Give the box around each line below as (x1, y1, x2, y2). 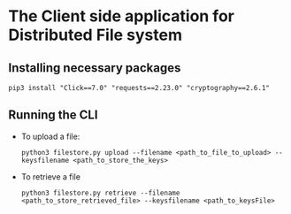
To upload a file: (20, 131, 80, 141)
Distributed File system (8, 25, 183, 45)
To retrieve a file (20, 171, 81, 182)
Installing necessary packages (8, 60, 181, 75)
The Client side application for (8, 6, 235, 27)
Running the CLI (8, 108, 98, 123)
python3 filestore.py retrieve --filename (20, 188, 180, 197)
